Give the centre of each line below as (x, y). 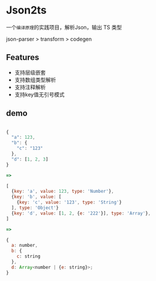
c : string (29, 256)
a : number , (25, 245)
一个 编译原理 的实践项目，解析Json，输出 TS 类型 (64, 27)
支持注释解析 (30, 87)
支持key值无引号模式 (39, 94)
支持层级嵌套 (30, 72)
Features (23, 57)
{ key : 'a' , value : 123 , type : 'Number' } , (63, 192)
